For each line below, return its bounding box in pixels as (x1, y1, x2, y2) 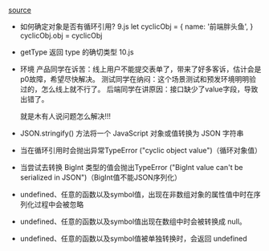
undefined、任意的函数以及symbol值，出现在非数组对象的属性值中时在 (19, 190, 255, 199)
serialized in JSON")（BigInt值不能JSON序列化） (19, 172, 182, 182)
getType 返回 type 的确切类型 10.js (19, 47, 134, 57)
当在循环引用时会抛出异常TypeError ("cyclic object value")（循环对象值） (19, 146, 263, 155)
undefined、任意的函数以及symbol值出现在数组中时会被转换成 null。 (19, 217, 247, 226)
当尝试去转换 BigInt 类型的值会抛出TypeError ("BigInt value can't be (19, 163, 243, 172)
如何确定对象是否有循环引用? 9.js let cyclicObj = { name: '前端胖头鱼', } (19, 22, 254, 31)
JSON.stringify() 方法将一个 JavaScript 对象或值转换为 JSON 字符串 (19, 128, 244, 138)
